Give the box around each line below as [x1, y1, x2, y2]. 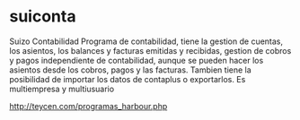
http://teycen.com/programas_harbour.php [9, 100, 168, 111]
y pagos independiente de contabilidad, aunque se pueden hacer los [9, 55, 264, 65]
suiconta [9, 6, 76, 27]
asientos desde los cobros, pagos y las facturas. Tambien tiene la [9, 64, 251, 75]
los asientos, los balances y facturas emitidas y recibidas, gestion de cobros [9, 45, 292, 56]
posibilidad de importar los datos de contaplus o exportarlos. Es [9, 73, 246, 84]
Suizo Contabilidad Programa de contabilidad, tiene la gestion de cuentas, [9, 36, 284, 47]
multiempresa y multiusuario [9, 83, 115, 94]
